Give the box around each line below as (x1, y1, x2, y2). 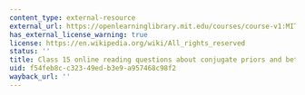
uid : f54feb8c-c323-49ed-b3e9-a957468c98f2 (9, 64, 177, 73)
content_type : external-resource (9, 13, 136, 23)
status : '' (9, 47, 51, 56)
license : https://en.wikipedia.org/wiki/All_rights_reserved (9, 38, 246, 48)
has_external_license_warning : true (9, 30, 148, 39)
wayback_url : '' (9, 72, 71, 81)
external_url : (9, 22, 64, 31)
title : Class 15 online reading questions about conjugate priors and (9, 55, 282, 64)
